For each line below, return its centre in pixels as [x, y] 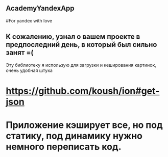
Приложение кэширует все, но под [84, 125]
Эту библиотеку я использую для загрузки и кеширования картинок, [81, 65]
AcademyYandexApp [40, 8]
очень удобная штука [29, 70]
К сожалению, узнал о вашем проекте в [73, 37]
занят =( [20, 53]
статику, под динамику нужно [74, 136]
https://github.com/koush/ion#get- [83, 91]
